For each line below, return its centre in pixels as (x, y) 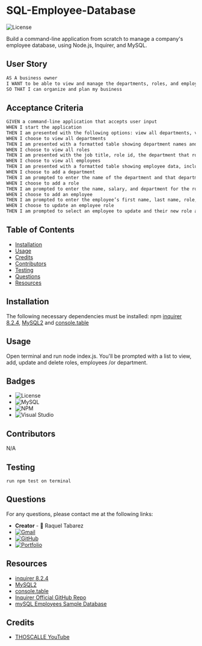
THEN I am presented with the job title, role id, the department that (98, 155)
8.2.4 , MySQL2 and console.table (47, 322)
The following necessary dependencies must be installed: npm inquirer (94, 316)
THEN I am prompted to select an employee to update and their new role (99, 211)
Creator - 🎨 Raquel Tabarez (49, 525)
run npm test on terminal (38, 481)
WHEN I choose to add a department (51, 172)
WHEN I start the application (44, 128)
